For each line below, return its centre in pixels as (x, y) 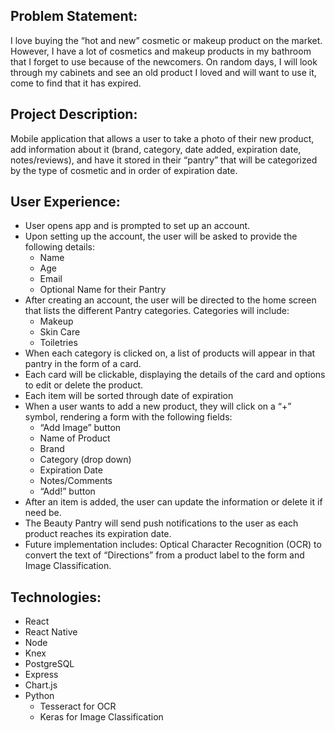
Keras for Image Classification (101, 717)
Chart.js (41, 685)
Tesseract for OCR (78, 706)
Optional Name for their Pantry (103, 290)
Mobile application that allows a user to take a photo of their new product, (162, 138)
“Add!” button (67, 491)
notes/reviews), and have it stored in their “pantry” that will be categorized (164, 160)
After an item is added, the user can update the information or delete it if (173, 502)
